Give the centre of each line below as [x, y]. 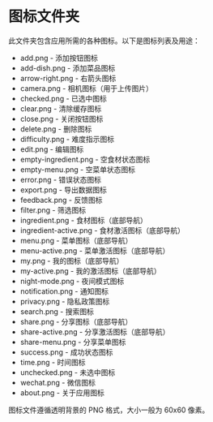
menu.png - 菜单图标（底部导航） [76, 240]
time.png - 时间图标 [53, 362]
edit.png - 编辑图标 [52, 149]
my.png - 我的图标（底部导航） [72, 261]
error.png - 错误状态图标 [61, 179]
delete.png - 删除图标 [56, 129]
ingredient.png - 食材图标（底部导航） [83, 220]
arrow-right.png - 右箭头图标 [68, 78]
